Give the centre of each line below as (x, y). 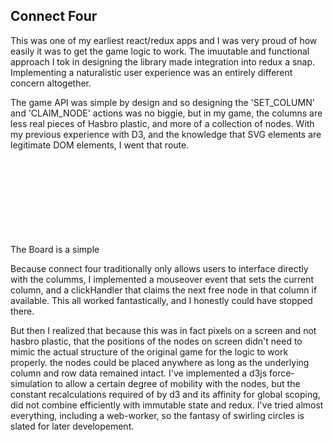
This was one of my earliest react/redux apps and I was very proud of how (164, 40)
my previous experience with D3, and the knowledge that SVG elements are (166, 134)
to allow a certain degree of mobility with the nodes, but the (177, 383)
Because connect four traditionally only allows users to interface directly (159, 268)
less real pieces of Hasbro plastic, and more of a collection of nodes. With (162, 123)
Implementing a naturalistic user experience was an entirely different (151, 72)
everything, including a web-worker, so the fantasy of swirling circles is (157, 415)
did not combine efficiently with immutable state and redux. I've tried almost (167, 405)
